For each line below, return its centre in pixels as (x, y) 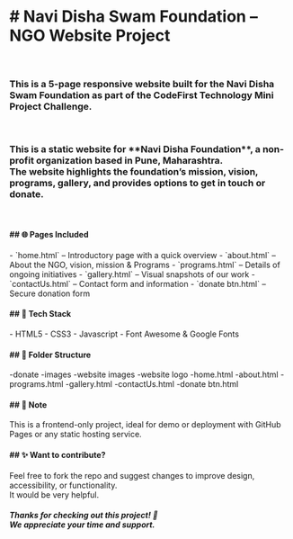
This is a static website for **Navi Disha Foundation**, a (135, 149)
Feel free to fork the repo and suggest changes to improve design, (132, 475)
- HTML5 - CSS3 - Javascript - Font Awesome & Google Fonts (124, 334)
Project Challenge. (51, 106)
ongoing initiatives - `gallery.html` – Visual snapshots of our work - (133, 274)
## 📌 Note (28, 404)
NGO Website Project (90, 36)
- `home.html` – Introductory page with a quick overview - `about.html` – (143, 255)
